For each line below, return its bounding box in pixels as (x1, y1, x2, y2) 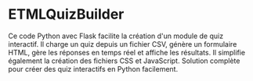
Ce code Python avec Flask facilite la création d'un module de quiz (8, 31, 224, 40)
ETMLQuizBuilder (8, 5, 125, 23)
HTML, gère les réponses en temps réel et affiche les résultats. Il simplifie (8, 48, 245, 57)
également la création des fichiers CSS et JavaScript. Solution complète (8, 56, 240, 65)
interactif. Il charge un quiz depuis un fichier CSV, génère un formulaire (8, 39, 237, 48)
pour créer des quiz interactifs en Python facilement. (8, 64, 179, 73)
